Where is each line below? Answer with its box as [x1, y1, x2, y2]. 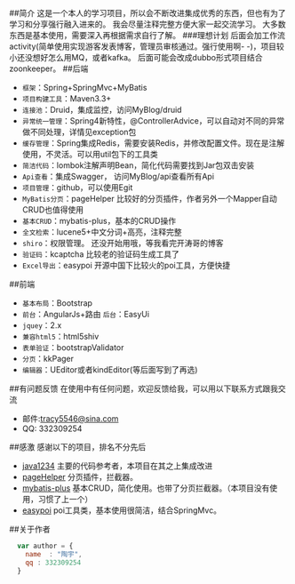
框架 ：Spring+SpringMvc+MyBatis [21, 83, 147, 92]
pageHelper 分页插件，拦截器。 [21, 472, 139, 482]
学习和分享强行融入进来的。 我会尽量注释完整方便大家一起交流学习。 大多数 [9, 19, 286, 29]
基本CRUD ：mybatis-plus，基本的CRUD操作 [21, 216, 176, 226]
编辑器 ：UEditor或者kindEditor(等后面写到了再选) [21, 364, 198, 375]
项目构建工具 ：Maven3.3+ [21, 93, 112, 104]
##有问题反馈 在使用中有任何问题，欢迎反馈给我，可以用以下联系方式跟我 [9, 383, 278, 394]
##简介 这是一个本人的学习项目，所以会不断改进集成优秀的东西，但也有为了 [9, 8, 286, 18]
